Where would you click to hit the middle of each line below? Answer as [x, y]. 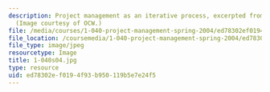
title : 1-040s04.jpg [43, 61]
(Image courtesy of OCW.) [59, 23]
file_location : [34, 38]
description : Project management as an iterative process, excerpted [127, 16]
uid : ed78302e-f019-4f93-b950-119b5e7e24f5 [82, 75]
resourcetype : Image [43, 53]
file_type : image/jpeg [46, 46]
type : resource [34, 68]
